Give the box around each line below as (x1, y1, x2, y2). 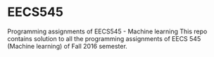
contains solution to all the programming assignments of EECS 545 (7, 34, 201, 42)
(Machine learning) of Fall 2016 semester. (7, 42, 128, 50)
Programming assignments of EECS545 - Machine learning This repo (7, 27, 208, 35)
